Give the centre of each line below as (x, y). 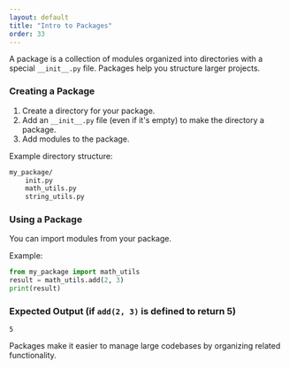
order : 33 (27, 34)
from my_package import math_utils (75, 272)
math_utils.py (51, 188)
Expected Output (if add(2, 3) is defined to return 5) (123, 311)
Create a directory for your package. (88, 111)
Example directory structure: (61, 156)
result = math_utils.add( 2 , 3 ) (67, 281)
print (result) (35, 288)
